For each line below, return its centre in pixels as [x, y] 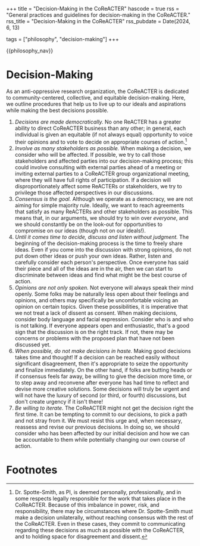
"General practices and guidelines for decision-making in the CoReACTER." [98, 15]
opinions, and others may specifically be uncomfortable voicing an [96, 300]
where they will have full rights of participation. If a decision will [93, 180]
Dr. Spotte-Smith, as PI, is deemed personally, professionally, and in [98, 492]
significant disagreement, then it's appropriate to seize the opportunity [101, 364]
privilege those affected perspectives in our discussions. [84, 193]
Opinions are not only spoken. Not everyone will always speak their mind [104, 287]
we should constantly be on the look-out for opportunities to [88, 224]
